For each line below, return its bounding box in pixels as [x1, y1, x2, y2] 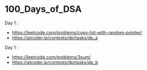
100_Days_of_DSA [4, 3, 82, 15]
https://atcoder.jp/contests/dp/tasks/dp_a [11, 35, 98, 41]
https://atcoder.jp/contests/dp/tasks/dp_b [11, 59, 98, 65]
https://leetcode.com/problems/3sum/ [11, 54, 91, 60]
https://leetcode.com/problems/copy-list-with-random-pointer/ [11, 29, 142, 35]
